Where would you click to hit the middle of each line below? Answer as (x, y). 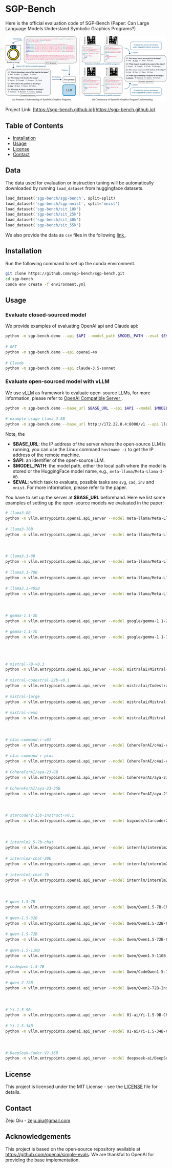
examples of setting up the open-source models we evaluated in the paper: (85, 503)
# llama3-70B (19, 529)
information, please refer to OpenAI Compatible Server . (64, 398)
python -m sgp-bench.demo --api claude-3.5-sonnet (60, 368)
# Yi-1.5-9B (18, 1010)
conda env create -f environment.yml (46, 284)
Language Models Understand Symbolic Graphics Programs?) (71, 28)
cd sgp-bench (19, 279)
